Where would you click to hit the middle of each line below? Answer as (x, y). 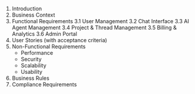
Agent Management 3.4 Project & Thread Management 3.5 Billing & (94, 27)
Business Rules (30, 78)
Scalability (33, 65)
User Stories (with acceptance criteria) (59, 40)
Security (31, 59)
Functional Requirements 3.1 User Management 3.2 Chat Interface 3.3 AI (100, 21)
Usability (32, 72)
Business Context (33, 15)
